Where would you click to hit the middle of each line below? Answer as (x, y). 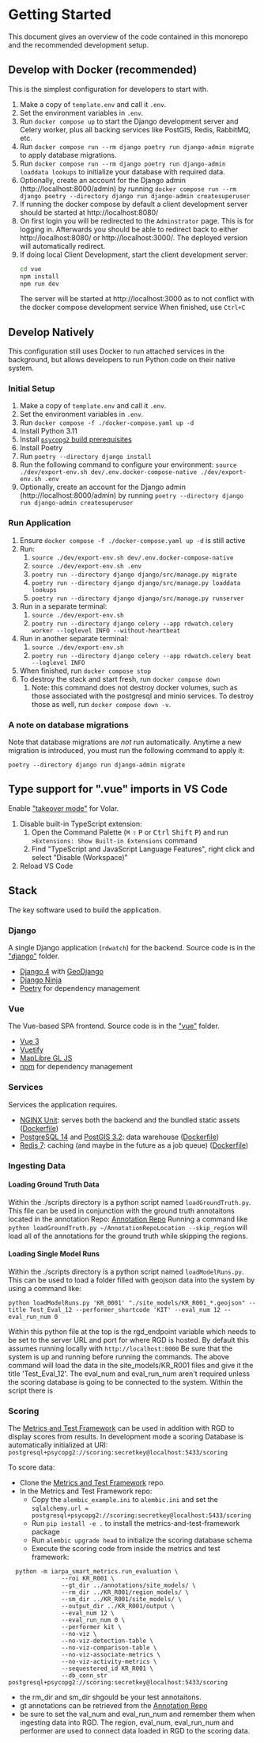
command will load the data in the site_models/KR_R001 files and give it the (131, 1365)
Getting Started (60, 15)
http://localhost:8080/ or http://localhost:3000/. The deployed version (133, 237)
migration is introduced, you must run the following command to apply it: (126, 751)
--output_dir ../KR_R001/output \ (118, 1607)
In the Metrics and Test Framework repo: (86, 1491)
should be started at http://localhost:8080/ (89, 212)
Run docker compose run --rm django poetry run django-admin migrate (137, 146)
